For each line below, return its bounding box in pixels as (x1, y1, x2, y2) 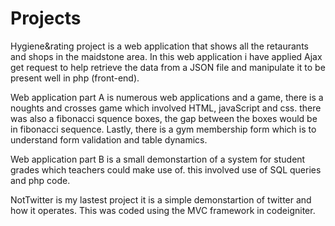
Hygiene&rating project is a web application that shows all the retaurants (10, 40, 309, 52)
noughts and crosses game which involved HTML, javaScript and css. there (10, 102, 322, 114)
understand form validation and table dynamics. (10, 133, 208, 146)
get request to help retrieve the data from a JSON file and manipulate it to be (10, 61, 326, 73)
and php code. (10, 174, 71, 186)
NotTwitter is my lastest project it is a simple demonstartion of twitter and (10, 193, 312, 206)
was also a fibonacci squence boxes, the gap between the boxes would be (10, 112, 318, 124)
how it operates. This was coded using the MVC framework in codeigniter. (10, 204, 316, 216)
